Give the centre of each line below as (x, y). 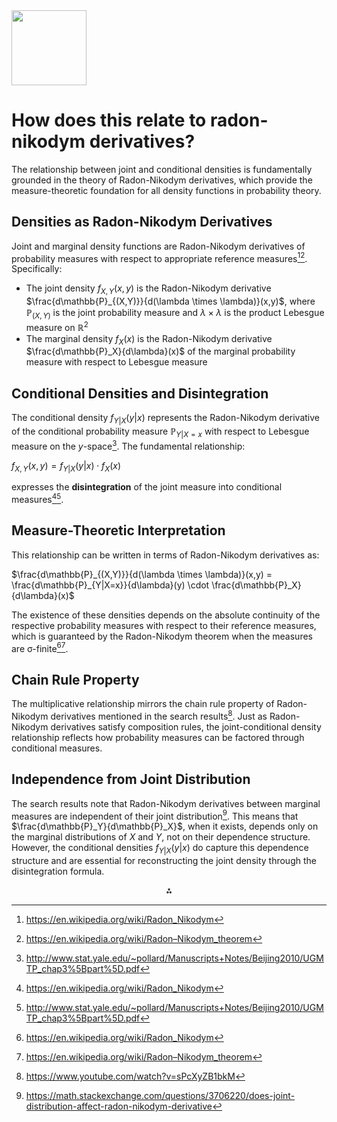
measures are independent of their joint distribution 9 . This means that (155, 815)
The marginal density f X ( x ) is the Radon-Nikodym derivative (149, 339)
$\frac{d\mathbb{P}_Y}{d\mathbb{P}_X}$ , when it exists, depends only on (165, 826)
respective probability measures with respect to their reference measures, (164, 625)
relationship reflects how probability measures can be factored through (158, 737)
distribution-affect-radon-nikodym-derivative (119, 1106)
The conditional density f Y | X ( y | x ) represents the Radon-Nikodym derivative (166, 419)
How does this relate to (109, 120)
